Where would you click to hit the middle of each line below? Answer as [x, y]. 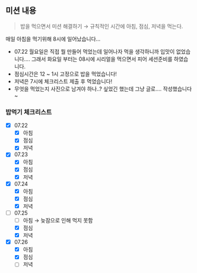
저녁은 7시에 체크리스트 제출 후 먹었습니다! [63, 81]
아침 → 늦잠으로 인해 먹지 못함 [58, 220]
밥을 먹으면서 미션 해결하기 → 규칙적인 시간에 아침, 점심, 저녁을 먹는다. [101, 26]
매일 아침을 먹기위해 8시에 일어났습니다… [53, 39]
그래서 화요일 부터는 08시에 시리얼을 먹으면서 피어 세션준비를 [102, 59]
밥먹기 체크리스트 [29, 112]
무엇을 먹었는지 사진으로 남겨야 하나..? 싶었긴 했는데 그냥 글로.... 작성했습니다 [103, 89]
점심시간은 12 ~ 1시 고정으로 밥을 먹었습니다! [65, 74]
